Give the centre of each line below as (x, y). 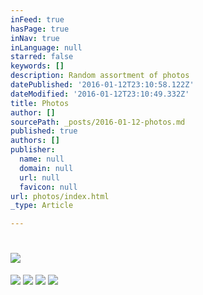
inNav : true (35, 38)
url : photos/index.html (60, 196)
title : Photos (40, 103)
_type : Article (42, 206)
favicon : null (48, 187)
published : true (44, 131)
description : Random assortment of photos (100, 76)
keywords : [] (37, 66)
